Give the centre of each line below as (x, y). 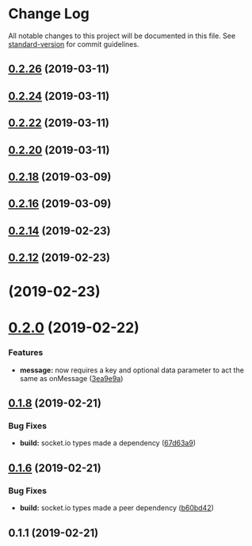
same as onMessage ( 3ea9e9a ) (71, 378)
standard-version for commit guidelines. (74, 44)
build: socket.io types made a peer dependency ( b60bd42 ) (116, 508)
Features (26, 353)
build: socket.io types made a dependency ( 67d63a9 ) (108, 443)
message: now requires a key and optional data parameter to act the (132, 370)
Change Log (49, 14)
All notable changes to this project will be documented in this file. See (122, 36)
